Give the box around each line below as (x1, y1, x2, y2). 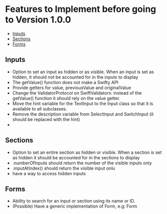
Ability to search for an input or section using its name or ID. (12, 198, 136, 204)
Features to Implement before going (5, 3, 157, 15)
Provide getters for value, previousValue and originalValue (12, 85, 131, 91)
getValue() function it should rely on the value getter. (12, 95, 121, 101)
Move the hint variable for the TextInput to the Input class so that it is (12, 101, 153, 107)
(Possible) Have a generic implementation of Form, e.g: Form (12, 203, 138, 210)
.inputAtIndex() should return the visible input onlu (12, 165, 115, 171)
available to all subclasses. (12, 106, 68, 111)
